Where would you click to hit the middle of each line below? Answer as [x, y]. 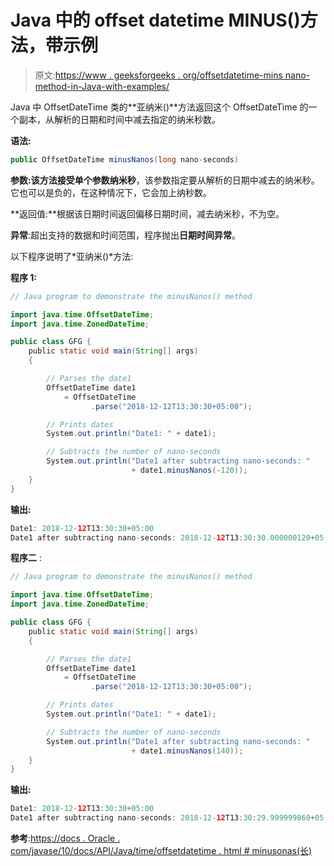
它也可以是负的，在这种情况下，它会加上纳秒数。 [111, 192]
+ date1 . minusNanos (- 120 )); [189, 471]
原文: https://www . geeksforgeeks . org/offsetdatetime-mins [158, 75]
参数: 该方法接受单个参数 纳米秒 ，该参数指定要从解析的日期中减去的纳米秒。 [165, 180]
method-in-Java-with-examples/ [102, 86]
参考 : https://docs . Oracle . [65, 838]
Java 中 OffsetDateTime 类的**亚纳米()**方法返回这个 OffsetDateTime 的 [159, 107]
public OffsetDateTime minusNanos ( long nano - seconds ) [125, 159]
